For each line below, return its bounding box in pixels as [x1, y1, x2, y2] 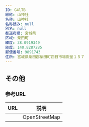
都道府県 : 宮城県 [5, 31, 36, 36]
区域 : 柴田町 [5, 36, 29, 41]
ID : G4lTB [5, 7, 26, 13]
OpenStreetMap [22, 114, 60, 121]
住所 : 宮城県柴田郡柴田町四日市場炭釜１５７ [5, 54, 85, 59]
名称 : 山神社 [5, 17, 29, 22]
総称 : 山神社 [5, 12, 29, 17]
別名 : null [5, 26, 27, 31]
